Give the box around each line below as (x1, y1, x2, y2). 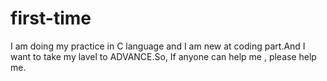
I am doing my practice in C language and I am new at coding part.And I (10, 40, 306, 52)
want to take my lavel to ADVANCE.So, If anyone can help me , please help (10, 50, 317, 62)
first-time (10, 7, 92, 30)
